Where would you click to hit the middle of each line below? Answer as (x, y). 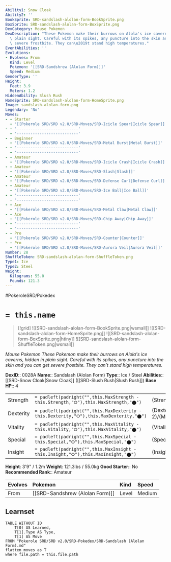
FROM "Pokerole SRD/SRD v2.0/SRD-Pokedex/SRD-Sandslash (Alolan (75, 541)
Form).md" (16, 546)
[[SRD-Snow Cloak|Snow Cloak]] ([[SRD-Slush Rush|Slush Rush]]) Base (81, 381)
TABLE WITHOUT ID (24, 523)
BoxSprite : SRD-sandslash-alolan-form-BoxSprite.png (62, 24)
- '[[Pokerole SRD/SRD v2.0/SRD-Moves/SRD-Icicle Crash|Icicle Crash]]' (89, 162)
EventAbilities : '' (26, 48)
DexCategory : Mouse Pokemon (35, 29)
